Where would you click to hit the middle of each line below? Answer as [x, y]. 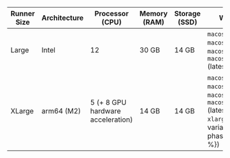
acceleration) [112, 120]
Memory [153, 13]
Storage [188, 13]
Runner [23, 13]
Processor [112, 13]
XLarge [22, 111]
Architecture [63, 18]
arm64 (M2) [61, 111]
